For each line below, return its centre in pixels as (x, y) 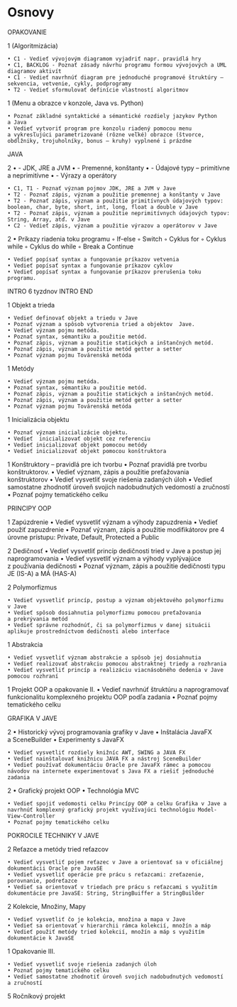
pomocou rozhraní (33, 676)
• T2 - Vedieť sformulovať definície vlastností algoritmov (98, 89)
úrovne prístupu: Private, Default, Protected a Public (83, 537)
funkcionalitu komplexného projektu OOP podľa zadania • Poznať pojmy (112, 697)
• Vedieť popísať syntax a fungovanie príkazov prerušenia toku (104, 272)
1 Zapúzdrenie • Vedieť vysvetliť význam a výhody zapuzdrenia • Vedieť (112, 522)
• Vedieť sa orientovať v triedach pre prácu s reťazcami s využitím (112, 887)
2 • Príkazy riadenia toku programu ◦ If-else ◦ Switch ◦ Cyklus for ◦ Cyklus (117, 239)
